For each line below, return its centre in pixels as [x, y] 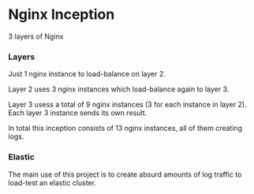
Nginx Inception [62, 15]
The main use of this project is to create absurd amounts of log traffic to [125, 174]
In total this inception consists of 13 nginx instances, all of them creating [125, 129]
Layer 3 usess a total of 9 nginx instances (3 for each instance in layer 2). [127, 105]
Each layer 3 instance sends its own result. [78, 113]
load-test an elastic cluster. [52, 182]
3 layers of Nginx [36, 36]
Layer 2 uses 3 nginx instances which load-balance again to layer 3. [119, 89]
